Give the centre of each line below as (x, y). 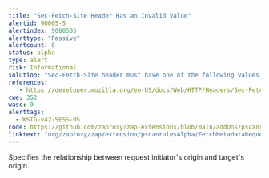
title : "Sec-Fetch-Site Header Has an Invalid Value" (100, 16)
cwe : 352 (23, 97)
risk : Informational (43, 68)
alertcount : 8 (32, 45)
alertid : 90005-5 (37, 23)
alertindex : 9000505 (43, 30)
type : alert (28, 61)
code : (17, 127)
